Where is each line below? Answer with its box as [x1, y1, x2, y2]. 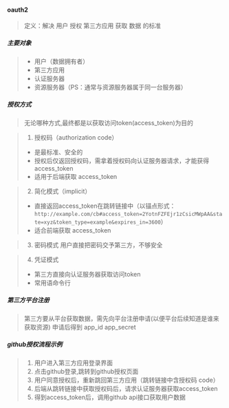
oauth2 [7, 6, 29, 14]
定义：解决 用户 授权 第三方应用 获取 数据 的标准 [23, 21, 162, 30]
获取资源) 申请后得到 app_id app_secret [23, 323, 136, 332]
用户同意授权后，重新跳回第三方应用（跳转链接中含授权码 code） [34, 376, 219, 385]
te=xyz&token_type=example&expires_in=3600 [34, 219, 162, 226]
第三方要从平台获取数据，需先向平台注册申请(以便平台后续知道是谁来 [23, 314, 219, 323]
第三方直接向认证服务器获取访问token [34, 270, 141, 279]
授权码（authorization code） [34, 133, 118, 142]
